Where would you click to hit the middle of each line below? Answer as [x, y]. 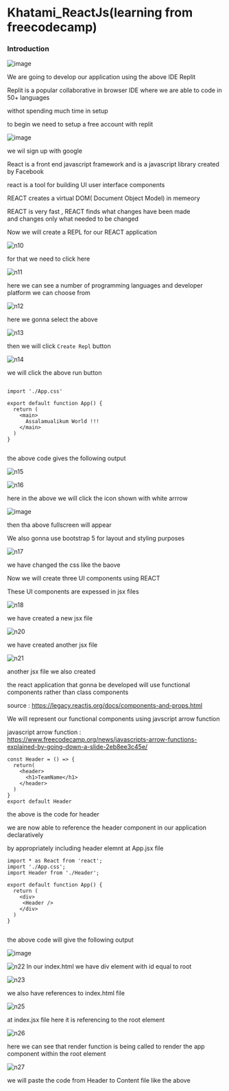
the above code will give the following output [70, 940]
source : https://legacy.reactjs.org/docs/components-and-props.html [105, 706]
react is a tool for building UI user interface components [86, 185]
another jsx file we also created [51, 671]
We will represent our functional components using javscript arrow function [113, 719]
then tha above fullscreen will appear [59, 525]
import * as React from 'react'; [55, 861]
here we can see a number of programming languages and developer [105, 285]
